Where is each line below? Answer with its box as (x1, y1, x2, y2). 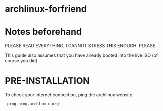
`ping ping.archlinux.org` (5, 101, 61, 107)
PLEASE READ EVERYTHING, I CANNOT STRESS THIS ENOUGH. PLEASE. (5, 43, 157, 49)
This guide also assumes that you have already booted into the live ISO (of (5, 52, 158, 58)
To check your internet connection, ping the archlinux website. (5, 92, 134, 98)
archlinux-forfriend (5, 3, 87, 15)
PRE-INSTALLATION (5, 75, 90, 87)
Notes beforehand (5, 26, 82, 38)
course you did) (5, 58, 38, 64)
